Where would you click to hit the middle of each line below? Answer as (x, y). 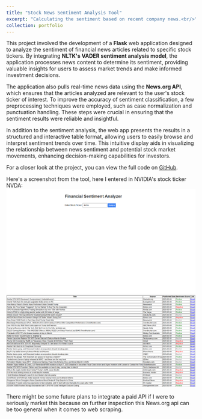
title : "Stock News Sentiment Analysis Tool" (64, 13)
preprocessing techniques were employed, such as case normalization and (99, 106)
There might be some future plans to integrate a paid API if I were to (90, 397)
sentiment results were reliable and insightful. (63, 119)
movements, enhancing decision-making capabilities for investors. (88, 156)
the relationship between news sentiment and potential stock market (91, 150)
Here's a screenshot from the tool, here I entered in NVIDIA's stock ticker (96, 179)
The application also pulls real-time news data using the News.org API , (94, 87)
